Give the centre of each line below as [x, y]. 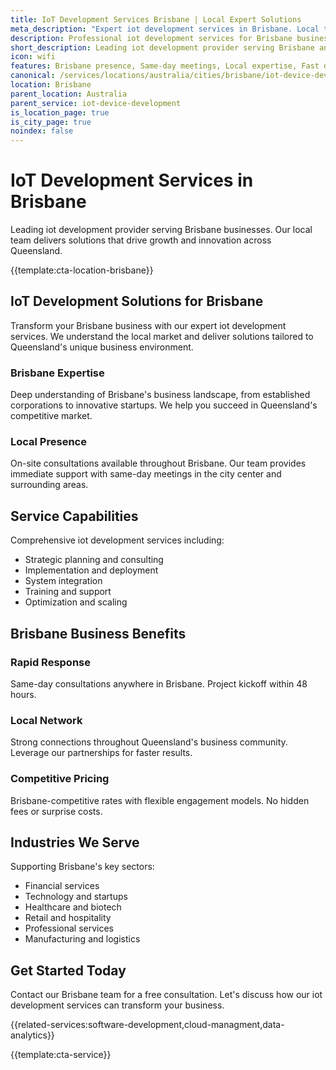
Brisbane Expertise [57, 373]
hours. [23, 694]
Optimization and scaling [76, 602]
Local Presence [48, 442]
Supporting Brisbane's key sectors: [82, 867]
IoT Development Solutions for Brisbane [137, 301]
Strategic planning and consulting [94, 560]
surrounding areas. [49, 485]
